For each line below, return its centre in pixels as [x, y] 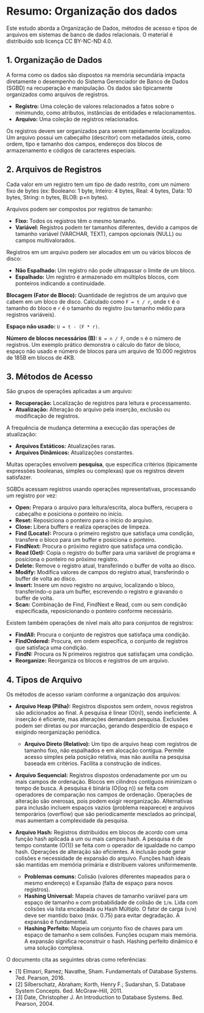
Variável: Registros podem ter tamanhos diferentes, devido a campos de [106, 227]
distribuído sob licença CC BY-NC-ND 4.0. [59, 41]
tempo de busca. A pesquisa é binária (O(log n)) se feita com [92, 788]
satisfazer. [19, 477]
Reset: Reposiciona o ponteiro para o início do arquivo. [84, 521]
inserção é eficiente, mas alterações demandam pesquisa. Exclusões [102, 719]
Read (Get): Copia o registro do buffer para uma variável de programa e [105, 553]
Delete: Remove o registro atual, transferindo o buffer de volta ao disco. [105, 566]
